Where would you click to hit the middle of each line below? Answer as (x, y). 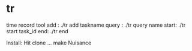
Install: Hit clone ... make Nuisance (49, 43)
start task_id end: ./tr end (37, 31)
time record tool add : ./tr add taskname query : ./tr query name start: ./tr (96, 25)
